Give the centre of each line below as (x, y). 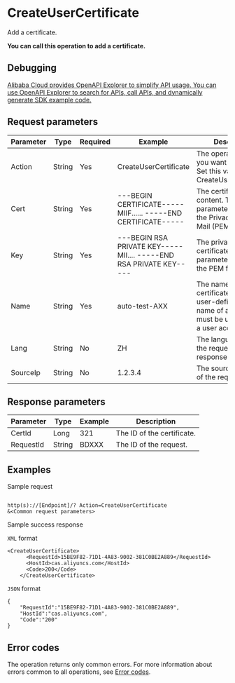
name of (210, 310)
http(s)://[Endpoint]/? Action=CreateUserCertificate (87, 506)
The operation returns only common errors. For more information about (110, 664)
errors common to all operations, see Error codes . (79, 672)
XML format (22, 539)
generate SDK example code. (50, 100)
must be (210, 319)
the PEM (210, 268)
